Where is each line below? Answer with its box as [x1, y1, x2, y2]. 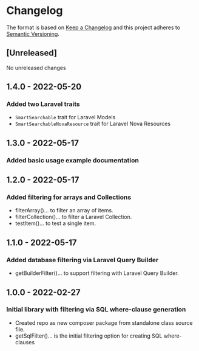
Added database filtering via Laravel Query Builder [6, 255, 159, 264]
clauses [15, 338, 35, 346]
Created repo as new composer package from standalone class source [15, 319, 193, 326]
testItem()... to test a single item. [15, 220, 96, 227]
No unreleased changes [6, 64, 66, 71]
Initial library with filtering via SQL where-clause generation [6, 305, 186, 314]
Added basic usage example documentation [6, 156, 140, 164]
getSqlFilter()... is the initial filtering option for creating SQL [15, 332, 163, 339]
